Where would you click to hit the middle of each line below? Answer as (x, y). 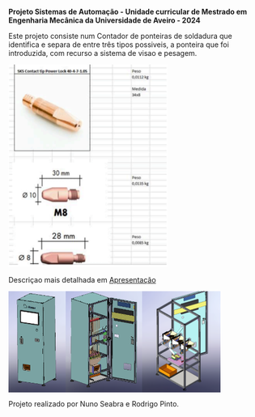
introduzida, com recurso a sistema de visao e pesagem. (103, 53)
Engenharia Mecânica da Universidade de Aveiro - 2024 (104, 20)
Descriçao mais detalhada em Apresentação (82, 280)
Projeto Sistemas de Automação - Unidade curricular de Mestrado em (128, 12)
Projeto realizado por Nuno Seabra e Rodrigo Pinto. (94, 404)
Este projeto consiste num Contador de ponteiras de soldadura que (120, 36)
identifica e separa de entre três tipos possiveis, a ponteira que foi (119, 45)
